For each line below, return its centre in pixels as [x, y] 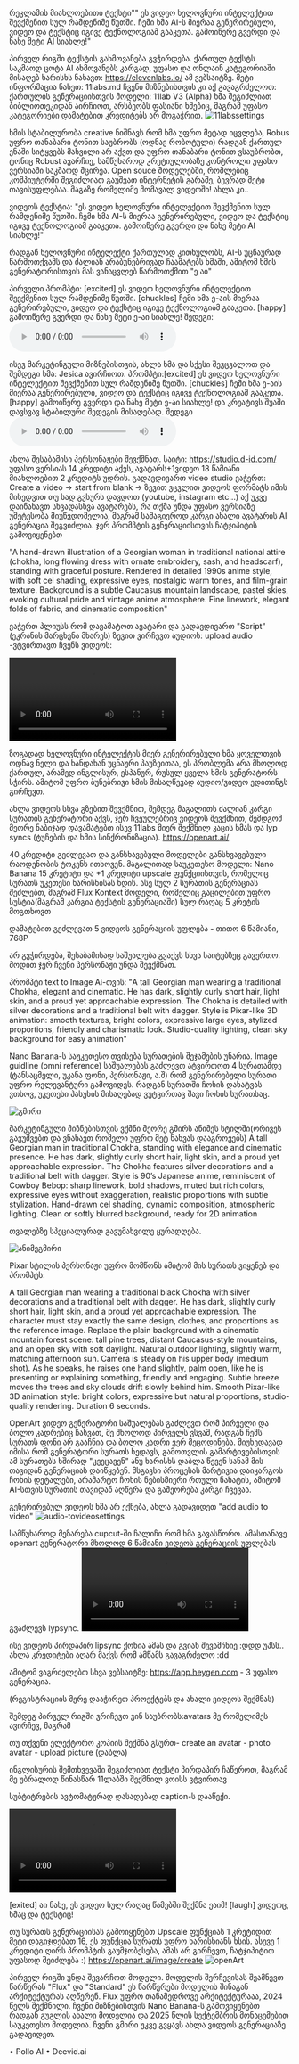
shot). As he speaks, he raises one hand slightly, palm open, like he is [137, 1368]
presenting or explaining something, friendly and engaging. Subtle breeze [144, 1377]
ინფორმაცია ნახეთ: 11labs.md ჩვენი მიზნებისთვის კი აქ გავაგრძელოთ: [143, 87]
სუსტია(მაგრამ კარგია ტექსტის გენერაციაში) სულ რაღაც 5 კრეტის [134, 902]
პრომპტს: [28, 1275]
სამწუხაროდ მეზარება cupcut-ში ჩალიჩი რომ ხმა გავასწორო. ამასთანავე [148, 1533]
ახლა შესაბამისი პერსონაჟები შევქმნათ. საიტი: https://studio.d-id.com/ [143, 459]
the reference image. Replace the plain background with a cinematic [134, 1330]
